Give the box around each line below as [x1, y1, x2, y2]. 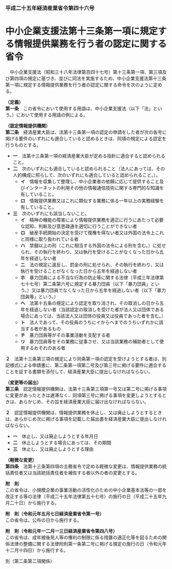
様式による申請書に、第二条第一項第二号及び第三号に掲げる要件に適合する [9, 362, 167, 368]
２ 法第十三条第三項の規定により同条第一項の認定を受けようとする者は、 [5, 355, 162, 362]
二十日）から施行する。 [9, 499, 59, 505]
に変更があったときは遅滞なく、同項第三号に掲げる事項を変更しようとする [5, 392, 162, 398]
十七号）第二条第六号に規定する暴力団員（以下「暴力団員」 [25, 281, 151, 287]
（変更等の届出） [5, 379, 41, 385]
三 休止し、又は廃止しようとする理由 [12, 446, 94, 452]
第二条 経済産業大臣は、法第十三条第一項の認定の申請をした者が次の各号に [5, 129, 167, 135]
